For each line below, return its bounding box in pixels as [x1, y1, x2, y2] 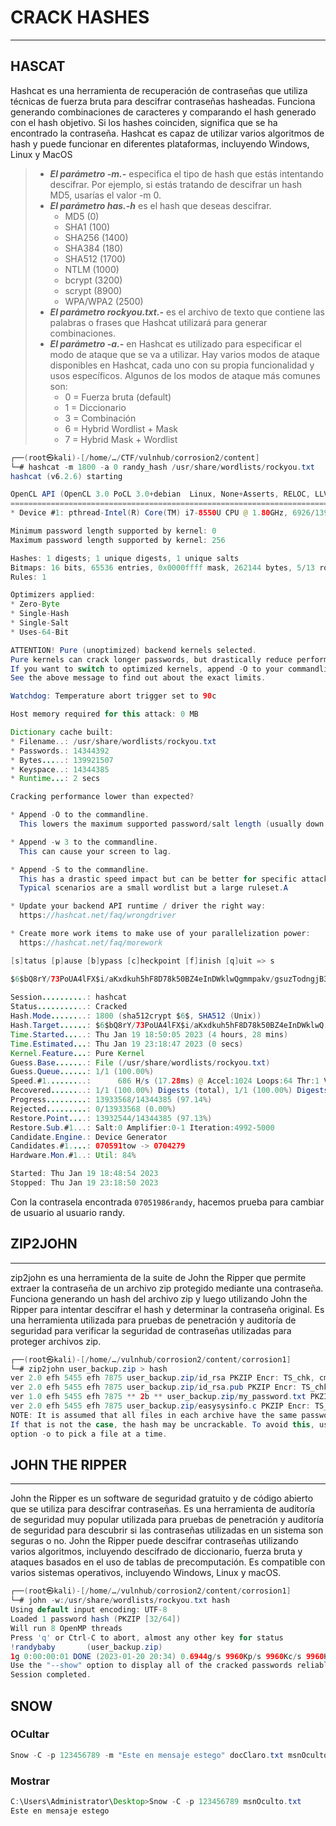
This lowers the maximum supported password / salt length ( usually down [19, 819, 325, 829]
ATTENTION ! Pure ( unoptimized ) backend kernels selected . [10, 645, 257, 655]
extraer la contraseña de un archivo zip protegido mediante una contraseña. [10, 1282, 324, 1294]
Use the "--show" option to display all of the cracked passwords [10, 1661, 293, 1671]
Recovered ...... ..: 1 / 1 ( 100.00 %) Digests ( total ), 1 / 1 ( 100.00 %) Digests [10, 1086, 329, 1096]
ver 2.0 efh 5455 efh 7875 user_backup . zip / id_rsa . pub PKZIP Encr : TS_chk [10, 1382, 329, 1393]
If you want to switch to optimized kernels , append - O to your [10, 664, 284, 674]
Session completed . [10, 1670, 92, 1680]
